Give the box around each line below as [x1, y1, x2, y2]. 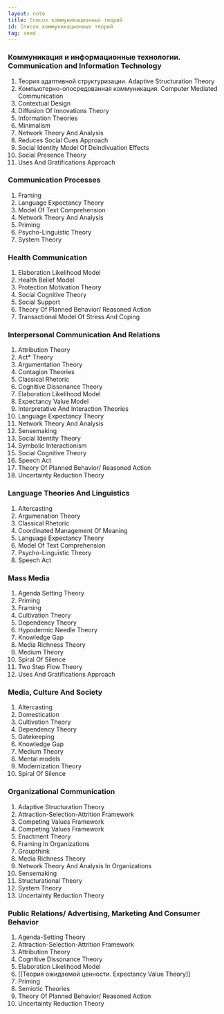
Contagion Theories [17, 368, 75, 376]
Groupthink [17, 847, 50, 855]
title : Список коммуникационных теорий [8, 17, 123, 24]
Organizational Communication [8, 787, 115, 797]
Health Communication [8, 253, 88, 262]
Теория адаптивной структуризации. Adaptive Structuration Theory [17, 77, 215, 85]
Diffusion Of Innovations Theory [17, 106, 109, 115]
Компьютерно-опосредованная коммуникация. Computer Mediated [17, 84, 218, 92]
